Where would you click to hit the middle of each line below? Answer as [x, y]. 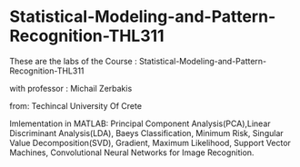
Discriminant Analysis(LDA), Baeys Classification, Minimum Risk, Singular [146, 133]
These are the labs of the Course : [74, 61]
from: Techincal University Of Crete [76, 105]
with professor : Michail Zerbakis [71, 88]
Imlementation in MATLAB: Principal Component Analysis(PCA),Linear [140, 123]
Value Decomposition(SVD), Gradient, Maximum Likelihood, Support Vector [150, 142]
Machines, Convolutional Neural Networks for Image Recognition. [132, 152]
